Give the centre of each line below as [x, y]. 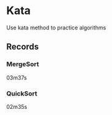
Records [23, 47]
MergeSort [23, 64]
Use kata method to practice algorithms [56, 28]
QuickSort [22, 94]
